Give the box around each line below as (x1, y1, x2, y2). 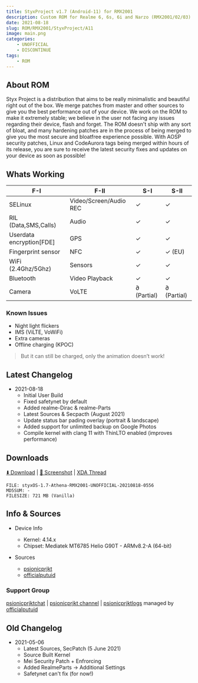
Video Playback (70, 274, 113, 282)
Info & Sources (6, 509, 61, 519)
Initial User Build (23, 392, 64, 399)
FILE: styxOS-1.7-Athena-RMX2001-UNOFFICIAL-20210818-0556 (6, 483, 154, 489)
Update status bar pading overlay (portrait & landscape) (23, 417, 159, 424)
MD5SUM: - (6, 488, 31, 494)
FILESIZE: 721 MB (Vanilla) (6, 493, 75, 499)
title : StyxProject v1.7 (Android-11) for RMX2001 (6, 8, 133, 15)
